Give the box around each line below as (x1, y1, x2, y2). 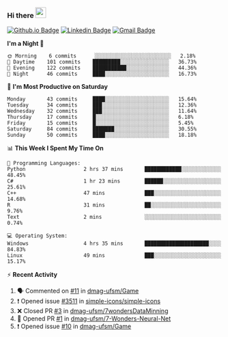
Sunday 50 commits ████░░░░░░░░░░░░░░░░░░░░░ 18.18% (7, 132, 197, 139)
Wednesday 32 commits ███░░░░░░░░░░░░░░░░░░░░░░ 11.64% (7, 108, 197, 115)
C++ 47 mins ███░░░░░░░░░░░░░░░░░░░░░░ (7, 190, 222, 197)
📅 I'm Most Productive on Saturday (7, 83, 108, 91)
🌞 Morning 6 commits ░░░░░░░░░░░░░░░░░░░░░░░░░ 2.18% (7, 53, 196, 59)
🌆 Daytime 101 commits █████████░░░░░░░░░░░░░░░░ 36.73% (7, 59, 197, 66)
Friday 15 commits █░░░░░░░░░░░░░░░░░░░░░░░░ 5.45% (7, 120, 194, 126)
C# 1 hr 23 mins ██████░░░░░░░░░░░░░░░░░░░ (7, 178, 222, 185)
